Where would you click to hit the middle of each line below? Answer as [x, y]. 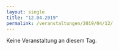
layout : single [26, 12]
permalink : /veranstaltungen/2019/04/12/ [60, 23]
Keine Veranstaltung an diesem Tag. [52, 41]
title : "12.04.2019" [33, 18]
